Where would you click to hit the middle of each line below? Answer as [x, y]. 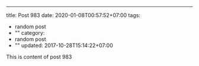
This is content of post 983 [39, 57]
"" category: [30, 33]
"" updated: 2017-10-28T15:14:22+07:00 [64, 45]
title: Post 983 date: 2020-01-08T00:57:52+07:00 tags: [73, 15]
